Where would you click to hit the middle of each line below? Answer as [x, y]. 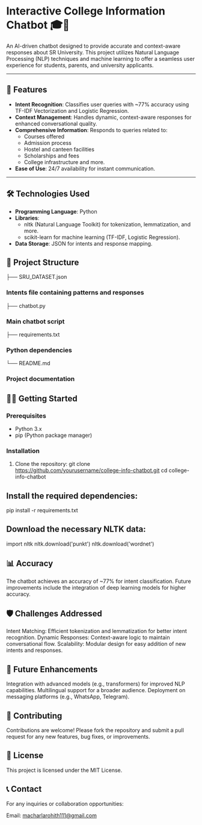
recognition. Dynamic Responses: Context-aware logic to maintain [88, 637]
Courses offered [44, 136]
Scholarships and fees [51, 156]
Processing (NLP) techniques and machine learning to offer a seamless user [101, 59]
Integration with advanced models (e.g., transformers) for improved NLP [96, 684]
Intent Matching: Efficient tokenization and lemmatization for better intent [97, 631]
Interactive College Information [86, 11]
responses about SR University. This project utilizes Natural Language [93, 52]
